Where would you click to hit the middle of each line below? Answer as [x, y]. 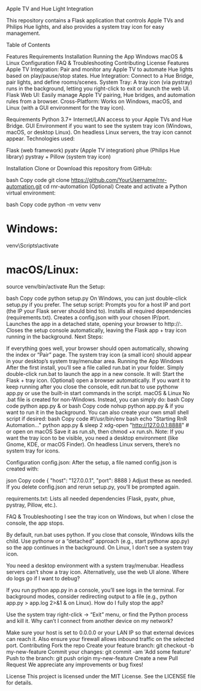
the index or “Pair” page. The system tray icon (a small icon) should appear [99, 354]
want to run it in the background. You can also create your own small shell [97, 412]
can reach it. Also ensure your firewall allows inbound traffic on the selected [100, 639]
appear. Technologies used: [40, 139]
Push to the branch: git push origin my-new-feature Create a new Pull [92, 658]
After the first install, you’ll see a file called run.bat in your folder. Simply [95, 367]
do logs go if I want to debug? [43, 578]
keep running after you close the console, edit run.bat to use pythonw [92, 386]
